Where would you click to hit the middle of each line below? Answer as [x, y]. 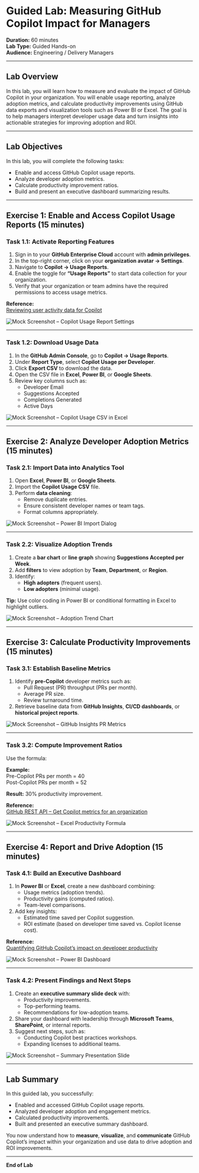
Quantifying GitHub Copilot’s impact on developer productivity [82, 948]
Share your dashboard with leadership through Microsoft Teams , [94, 1018]
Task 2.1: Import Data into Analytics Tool [65, 468]
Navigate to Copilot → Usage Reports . [62, 267]
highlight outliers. [27, 606]
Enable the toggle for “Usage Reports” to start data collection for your [101, 273]
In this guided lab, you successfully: [50, 1094]
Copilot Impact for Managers [78, 23]
